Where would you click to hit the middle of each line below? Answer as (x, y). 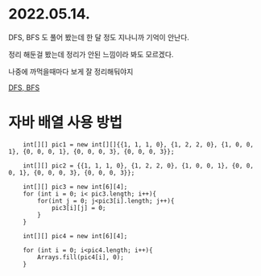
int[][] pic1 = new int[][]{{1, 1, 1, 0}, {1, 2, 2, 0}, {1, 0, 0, (138, 144)
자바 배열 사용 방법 (65, 123)
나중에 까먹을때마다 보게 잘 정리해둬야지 (71, 71)
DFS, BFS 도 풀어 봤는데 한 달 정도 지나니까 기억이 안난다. (99, 37)
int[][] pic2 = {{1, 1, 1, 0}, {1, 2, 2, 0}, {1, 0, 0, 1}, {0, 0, (138, 166)
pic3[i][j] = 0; (79, 208)
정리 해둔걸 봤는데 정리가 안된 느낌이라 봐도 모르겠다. (91, 54)
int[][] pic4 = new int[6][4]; (75, 236)
